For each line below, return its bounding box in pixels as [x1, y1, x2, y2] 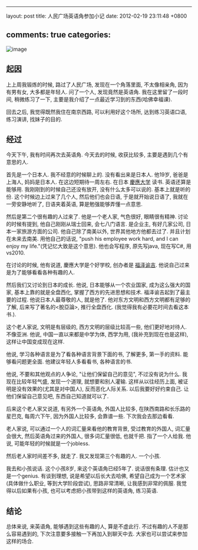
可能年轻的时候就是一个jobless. [14, 440, 90, 447]
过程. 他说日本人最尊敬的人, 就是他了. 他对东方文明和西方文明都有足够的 [16, 296, 190, 303]
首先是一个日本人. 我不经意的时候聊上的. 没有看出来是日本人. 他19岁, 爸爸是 [6, 171, 189, 178]
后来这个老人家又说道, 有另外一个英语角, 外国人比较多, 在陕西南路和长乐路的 [6, 405, 190, 413]
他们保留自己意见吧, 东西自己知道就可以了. [6, 393, 109, 400]
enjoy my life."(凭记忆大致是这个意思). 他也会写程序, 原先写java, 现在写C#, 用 [6, 243, 192, 250]
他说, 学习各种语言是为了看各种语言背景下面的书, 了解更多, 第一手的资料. [6, 351, 181, 358]
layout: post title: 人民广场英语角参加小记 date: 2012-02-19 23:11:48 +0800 [6, 12, 187, 19]
